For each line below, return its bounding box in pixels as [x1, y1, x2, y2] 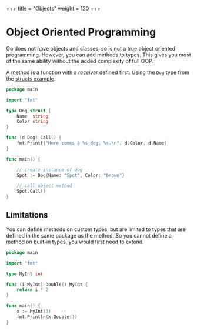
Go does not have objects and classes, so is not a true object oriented [6, 45, 176, 52]
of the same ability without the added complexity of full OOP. [6, 57, 154, 64]
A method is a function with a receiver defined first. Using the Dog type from [6, 69, 190, 76]
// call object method [16, 183, 72, 189]
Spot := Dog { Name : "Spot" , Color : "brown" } [16, 172, 125, 178]
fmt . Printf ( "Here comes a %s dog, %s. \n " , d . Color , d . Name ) [16, 141, 167, 146]
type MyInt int [6, 270, 44, 277]
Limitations [6, 210, 48, 220]
